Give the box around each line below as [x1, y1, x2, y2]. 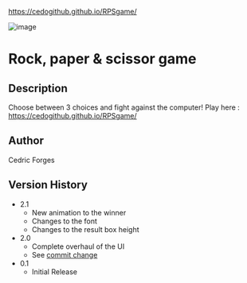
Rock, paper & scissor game [8, 50, 197, 68]
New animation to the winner [31, 207, 127, 217]
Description [8, 81, 68, 95]
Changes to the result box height [31, 224, 139, 234]
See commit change [31, 250, 98, 259]
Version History [8, 178, 88, 192]
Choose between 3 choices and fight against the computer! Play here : [8, 103, 241, 112]
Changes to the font [31, 216, 98, 226]
